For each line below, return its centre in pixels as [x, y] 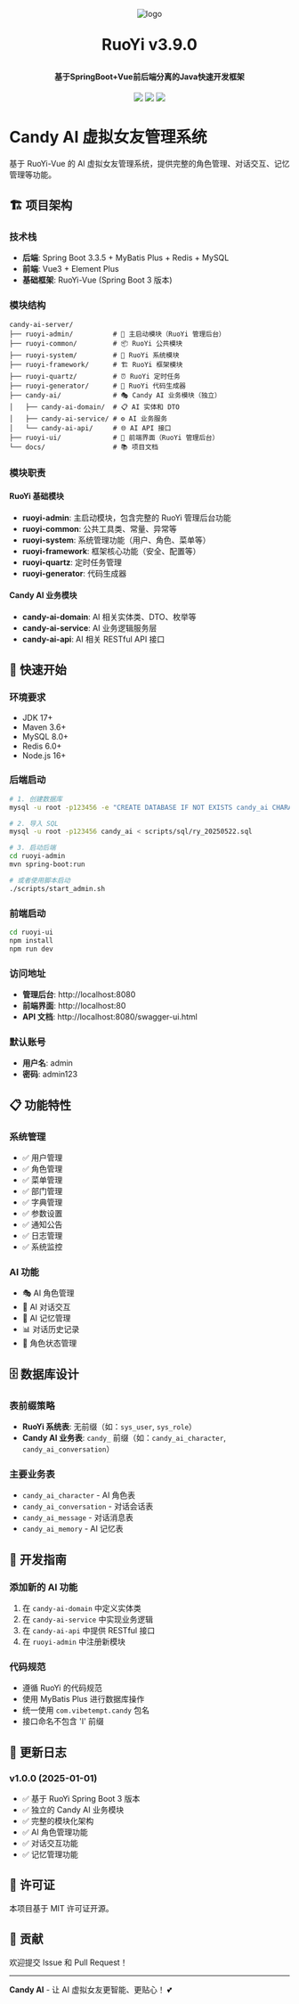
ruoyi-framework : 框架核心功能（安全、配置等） [111, 551]
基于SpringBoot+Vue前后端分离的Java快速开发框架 [149, 77]
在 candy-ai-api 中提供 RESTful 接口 [89, 1630]
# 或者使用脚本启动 [40, 880]
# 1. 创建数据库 [36, 799]
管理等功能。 [32, 175]
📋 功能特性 [40, 1105]
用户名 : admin [48, 1063]
